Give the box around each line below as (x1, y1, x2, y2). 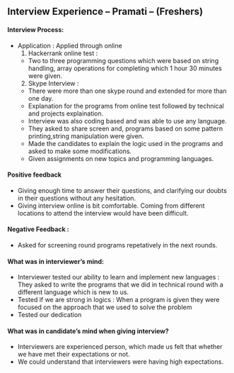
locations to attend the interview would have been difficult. (17, 208, 189, 217)
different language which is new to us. (17, 288, 129, 296)
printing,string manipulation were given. (28, 131, 144, 140)
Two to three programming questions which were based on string (28, 56, 219, 65)
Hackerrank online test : (28, 49, 98, 57)
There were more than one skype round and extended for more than (28, 87, 227, 95)
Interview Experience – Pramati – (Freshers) (7, 6, 204, 18)
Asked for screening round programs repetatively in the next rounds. (17, 241, 218, 249)
